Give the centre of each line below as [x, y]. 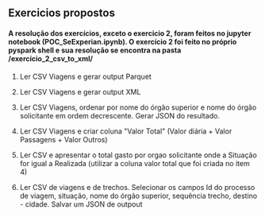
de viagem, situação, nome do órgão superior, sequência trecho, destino [138, 196]
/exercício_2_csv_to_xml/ [51, 58]
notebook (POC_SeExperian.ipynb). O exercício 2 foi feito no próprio [123, 41]
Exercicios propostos [61, 13]
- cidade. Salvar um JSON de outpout [81, 204]
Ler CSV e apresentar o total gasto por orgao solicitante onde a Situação [138, 155]
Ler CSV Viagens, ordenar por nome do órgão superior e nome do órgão [138, 107]
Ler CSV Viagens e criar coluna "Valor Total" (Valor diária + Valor [126, 131]
